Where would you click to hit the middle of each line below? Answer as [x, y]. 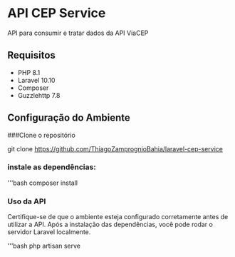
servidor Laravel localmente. [49, 232]
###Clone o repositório [42, 135]
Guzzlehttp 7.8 [39, 95]
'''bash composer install [43, 183]
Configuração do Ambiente [69, 118]
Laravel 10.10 [36, 80]
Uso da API [27, 201]
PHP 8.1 [29, 72]
